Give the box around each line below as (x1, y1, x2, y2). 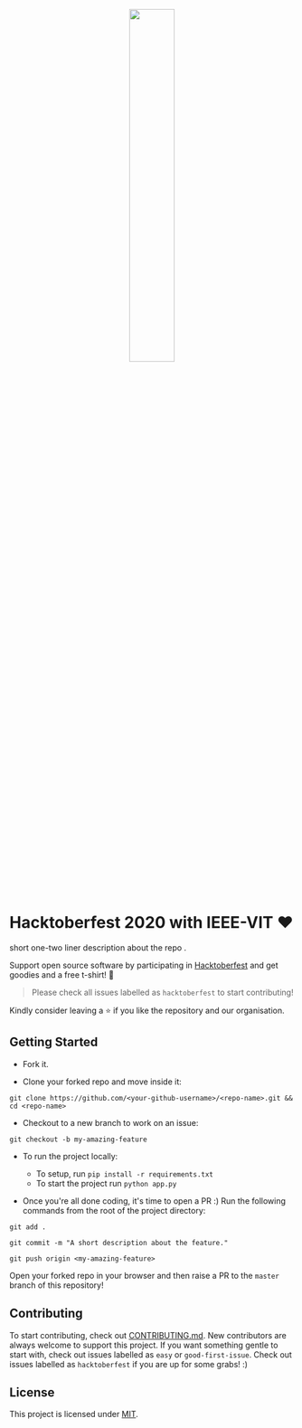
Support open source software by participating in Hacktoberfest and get (9, 960, 278, 970)
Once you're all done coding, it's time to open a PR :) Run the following (22, 1195, 287, 1206)
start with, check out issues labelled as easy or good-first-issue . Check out (9, 1348, 292, 1360)
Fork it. (22, 1058, 50, 1069)
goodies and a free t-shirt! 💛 (9, 969, 115, 980)
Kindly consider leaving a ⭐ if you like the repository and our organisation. (9, 1005, 285, 1016)
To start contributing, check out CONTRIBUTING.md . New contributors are (9, 1329, 287, 1340)
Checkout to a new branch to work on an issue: (22, 1117, 199, 1128)
